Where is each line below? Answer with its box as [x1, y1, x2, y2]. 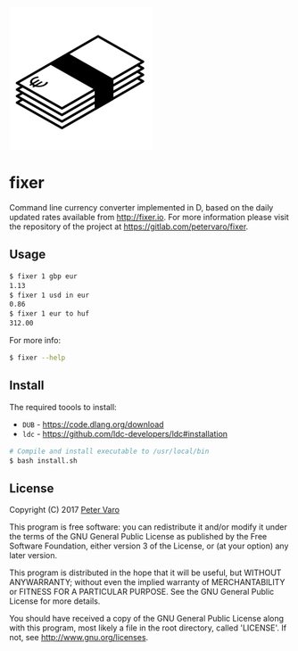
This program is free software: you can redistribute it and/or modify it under [9, 522, 287, 532]
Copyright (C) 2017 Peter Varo [9, 505, 120, 515]
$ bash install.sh [9, 456, 78, 466]
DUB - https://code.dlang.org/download [21, 418, 164, 430]
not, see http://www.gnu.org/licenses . [9, 632, 149, 643]
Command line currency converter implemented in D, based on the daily [9, 202, 274, 212]
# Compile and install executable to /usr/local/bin [9, 447, 210, 456]
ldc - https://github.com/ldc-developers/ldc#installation [21, 428, 228, 439]
